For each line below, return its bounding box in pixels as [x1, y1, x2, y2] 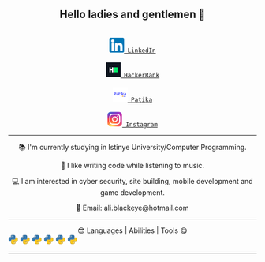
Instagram [125, 120, 158, 129]
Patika [131, 95, 153, 103]
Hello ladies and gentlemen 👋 [59, 8, 206, 21]
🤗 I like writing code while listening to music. [60, 160, 205, 170]
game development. [99, 187, 166, 197]
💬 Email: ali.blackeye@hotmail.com [76, 203, 189, 212]
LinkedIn [127, 47, 156, 54]
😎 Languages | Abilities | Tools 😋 [77, 226, 188, 235]
